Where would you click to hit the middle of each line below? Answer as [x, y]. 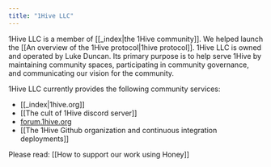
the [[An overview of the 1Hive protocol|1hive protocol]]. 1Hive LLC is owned [135, 47]
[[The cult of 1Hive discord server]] [78, 113]
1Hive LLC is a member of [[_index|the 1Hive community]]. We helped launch [136, 39]
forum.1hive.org [46, 121]
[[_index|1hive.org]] [52, 104]
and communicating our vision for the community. [91, 73]
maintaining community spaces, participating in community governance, [129, 65]
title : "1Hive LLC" [41, 16]
